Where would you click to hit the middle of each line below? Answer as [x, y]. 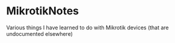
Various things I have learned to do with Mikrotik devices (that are [88, 27]
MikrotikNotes [43, 11]
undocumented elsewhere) [40, 33]
